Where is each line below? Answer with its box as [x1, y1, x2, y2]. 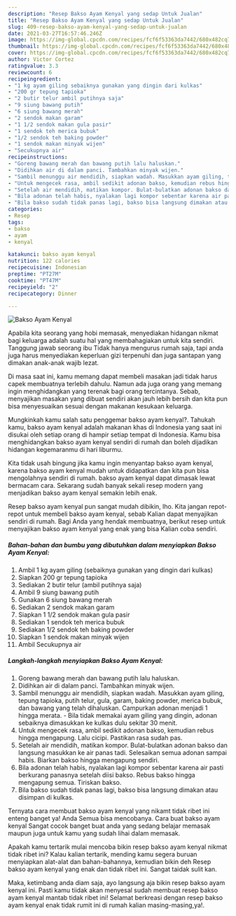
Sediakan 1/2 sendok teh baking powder [18, 625, 134, 634]
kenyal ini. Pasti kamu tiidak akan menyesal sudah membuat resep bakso [8, 886, 218, 894]
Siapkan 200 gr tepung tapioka [18, 573, 108, 582]
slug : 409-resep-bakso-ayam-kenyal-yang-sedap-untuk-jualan [8, 23, 188, 30]
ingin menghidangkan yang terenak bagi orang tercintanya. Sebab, [8, 387, 200, 396]
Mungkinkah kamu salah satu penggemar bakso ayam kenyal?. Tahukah [8, 416, 216, 424]
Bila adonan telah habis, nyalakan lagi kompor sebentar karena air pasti [18, 763, 223, 772]
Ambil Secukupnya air [18, 641, 82, 649]
